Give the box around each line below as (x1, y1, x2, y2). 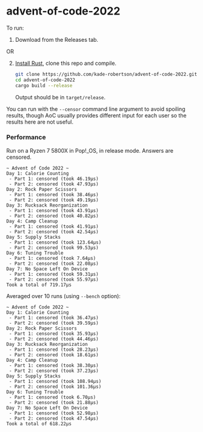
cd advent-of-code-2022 (15, 77, 76, 83)
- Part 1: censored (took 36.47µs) (8, 314, 99, 321)
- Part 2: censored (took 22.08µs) (8, 261, 99, 267)
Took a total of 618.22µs (6, 420, 72, 427)
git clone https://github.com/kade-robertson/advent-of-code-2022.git (15, 71, 198, 77)
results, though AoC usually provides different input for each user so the (6, 111, 187, 119)
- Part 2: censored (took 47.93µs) (8, 181, 99, 187)
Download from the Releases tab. (15, 36, 99, 43)
